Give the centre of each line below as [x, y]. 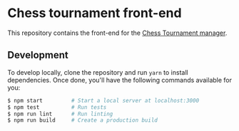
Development [38, 55]
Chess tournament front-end [95, 13]
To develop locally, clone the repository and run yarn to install [98, 72]
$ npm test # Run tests [57, 107]
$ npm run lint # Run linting [60, 114]
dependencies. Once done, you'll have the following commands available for [120, 80]
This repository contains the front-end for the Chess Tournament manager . [117, 33]
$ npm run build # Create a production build [83, 120]
